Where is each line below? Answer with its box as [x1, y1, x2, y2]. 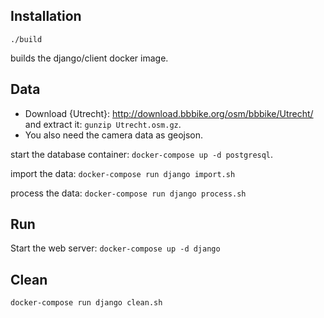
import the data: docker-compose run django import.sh [10, 167, 236, 179]
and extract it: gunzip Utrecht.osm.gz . [24, 118, 182, 130]
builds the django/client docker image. [10, 52, 169, 64]
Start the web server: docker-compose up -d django [10, 242, 221, 254]
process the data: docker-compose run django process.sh [10, 187, 247, 199]
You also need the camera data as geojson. [24, 129, 204, 141]
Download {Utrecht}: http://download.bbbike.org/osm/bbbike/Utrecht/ [24, 107, 314, 119]
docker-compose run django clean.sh [10, 298, 163, 308]
